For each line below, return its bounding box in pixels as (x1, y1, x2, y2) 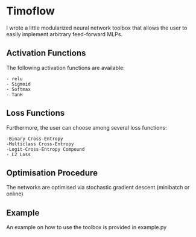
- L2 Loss (6, 151, 31, 157)
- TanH (6, 92, 23, 98)
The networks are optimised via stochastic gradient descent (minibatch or (6, 184, 190, 191)
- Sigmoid (6, 81, 31, 87)
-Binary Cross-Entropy (6, 136, 63, 142)
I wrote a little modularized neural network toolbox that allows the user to (6, 24, 188, 31)
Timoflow (6, 4, 55, 18)
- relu (6, 75, 23, 82)
